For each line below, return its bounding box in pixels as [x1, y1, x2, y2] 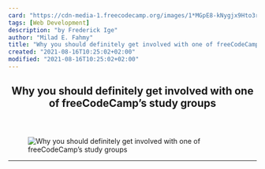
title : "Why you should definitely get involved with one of [8, 41, 214, 49]
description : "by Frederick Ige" [8, 26, 118, 34]
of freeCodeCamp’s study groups [48, 97, 217, 110]
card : [8, 11, 26, 20]
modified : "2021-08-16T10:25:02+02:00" [8, 56, 140, 64]
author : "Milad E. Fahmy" [8, 33, 93, 42]
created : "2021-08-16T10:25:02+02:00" [8, 48, 136, 56]
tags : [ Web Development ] [8, 19, 90, 27]
